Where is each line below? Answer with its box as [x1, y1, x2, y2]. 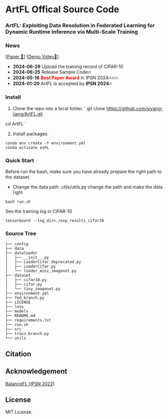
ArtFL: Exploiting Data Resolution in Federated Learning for [5, 22, 155, 29]
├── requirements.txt [5, 318, 52, 323]
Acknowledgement [5, 367, 68, 376]
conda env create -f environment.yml [5, 140, 86, 145]
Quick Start [5, 157, 34, 164]
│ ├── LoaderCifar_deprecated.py [5, 260, 81, 265]
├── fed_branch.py [5, 296, 45, 301]
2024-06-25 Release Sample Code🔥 [12, 69, 91, 75]
